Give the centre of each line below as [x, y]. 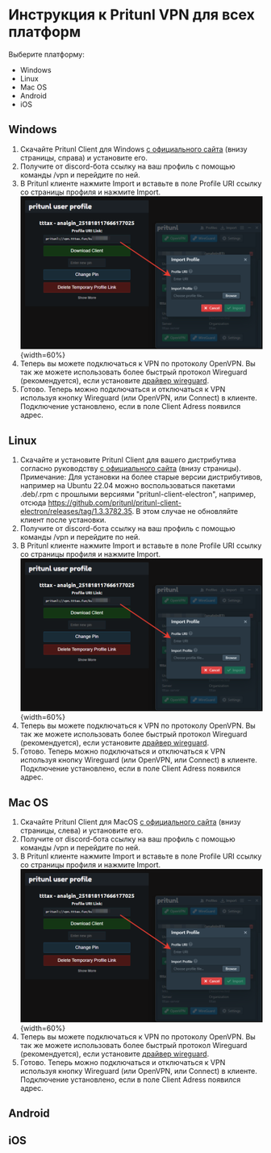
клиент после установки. [63, 520]
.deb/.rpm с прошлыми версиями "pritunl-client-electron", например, [138, 494]
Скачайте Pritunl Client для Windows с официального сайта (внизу [133, 149]
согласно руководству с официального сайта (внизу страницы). [131, 468]
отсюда [33, 503]
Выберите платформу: [46, 54]
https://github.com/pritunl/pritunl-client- [115, 503]
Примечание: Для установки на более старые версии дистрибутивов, [141, 477]
